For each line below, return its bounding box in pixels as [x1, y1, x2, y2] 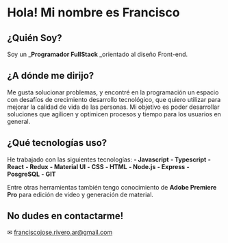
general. [7, 117, 31, 125]
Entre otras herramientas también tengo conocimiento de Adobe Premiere [7, 183, 217, 191]
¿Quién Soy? [7, 32, 63, 44]
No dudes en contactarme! [7, 210, 124, 222]
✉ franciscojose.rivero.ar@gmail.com [7, 228, 113, 237]
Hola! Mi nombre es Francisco [7, 5, 180, 21]
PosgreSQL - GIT [7, 170, 56, 178]
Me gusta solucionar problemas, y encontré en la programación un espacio [7, 88, 219, 97]
